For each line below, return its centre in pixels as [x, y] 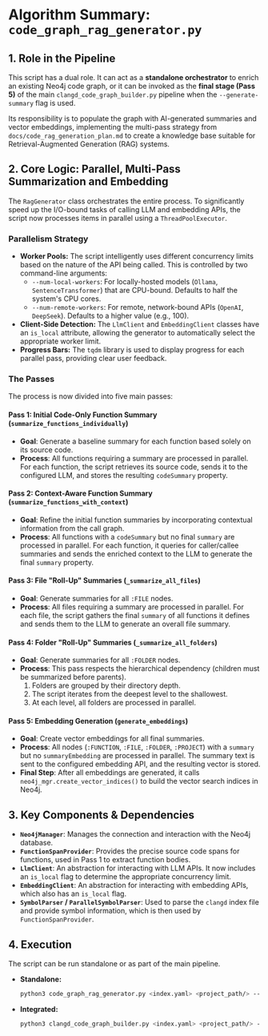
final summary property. [57, 562]
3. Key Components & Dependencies [101, 815]
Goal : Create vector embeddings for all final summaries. [112, 739]
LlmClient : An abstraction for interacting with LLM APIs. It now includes [138, 868]
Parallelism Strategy [48, 239]
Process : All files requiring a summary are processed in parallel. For [132, 607]
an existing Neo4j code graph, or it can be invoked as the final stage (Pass [132, 86]
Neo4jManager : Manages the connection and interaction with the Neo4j [135, 834]
